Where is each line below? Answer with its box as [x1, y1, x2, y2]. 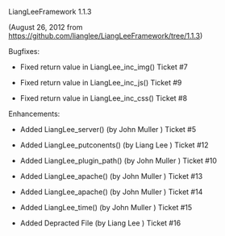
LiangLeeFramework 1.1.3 [8, 7, 92, 16]
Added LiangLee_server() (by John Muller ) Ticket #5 [19, 125, 196, 134]
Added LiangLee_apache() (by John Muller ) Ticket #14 [19, 187, 203, 197]
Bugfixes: [8, 47, 40, 56]
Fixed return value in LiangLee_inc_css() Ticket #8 [19, 93, 188, 103]
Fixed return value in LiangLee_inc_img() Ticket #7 [19, 62, 188, 72]
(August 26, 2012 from [8, 23, 83, 31]
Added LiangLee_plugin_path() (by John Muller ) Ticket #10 [19, 156, 218, 165]
